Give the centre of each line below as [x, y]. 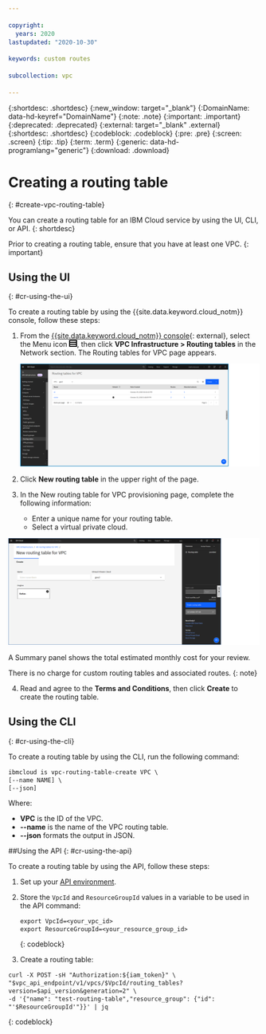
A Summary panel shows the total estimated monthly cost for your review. [129, 657]
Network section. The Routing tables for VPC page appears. [118, 353]
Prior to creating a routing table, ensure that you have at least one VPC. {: [129, 244]
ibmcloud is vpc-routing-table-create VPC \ [83, 772]
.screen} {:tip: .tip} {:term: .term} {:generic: [78, 142]
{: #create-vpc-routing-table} [57, 204]
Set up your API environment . [68, 882]
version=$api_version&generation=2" [69, 991]
